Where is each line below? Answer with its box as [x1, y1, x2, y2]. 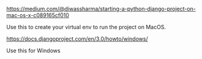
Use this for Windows [6, 47, 61, 54]
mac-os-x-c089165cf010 [6, 12, 69, 19]
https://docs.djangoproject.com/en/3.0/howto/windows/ [6, 35, 148, 42]
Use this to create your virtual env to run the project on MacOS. [6, 24, 166, 30]
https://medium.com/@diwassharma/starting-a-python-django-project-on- [6, 5, 196, 12]
